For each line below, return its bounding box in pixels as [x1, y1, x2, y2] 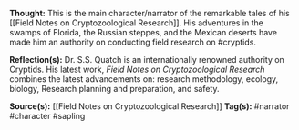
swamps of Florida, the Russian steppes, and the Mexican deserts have [9, 27, 278, 37]
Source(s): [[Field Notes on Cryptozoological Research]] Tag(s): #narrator [9, 101, 290, 112]
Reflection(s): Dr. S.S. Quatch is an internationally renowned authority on [9, 55, 284, 65]
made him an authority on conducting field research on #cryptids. [9, 36, 257, 47]
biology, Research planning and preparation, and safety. [9, 84, 220, 94]
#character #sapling [9, 111, 86, 121]
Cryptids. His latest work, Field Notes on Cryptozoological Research [9, 64, 265, 75]
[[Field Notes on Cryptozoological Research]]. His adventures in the [9, 17, 264, 28]
